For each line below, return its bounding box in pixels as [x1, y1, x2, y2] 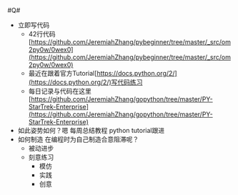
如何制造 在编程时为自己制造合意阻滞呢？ [17, 135, 139, 144]
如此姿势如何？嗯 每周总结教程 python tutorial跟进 [17, 126, 165, 134]
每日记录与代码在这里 [28, 87, 91, 95]
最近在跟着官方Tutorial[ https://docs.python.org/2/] [28, 69, 177, 77]
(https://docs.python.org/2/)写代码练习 [28, 78, 143, 86]
